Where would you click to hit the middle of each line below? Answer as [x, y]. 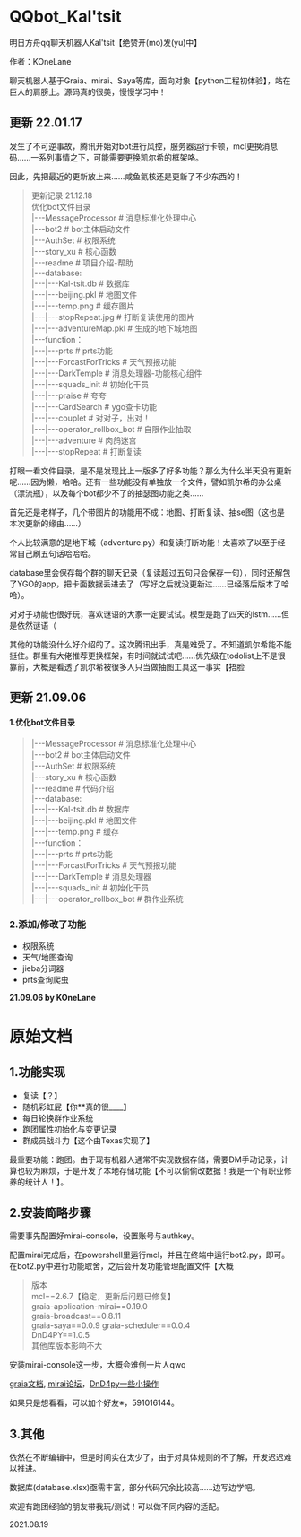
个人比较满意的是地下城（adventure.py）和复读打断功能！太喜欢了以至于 [143, 542]
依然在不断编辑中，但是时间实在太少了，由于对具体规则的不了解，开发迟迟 [146, 1457]
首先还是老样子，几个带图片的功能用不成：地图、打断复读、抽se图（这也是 [147, 512]
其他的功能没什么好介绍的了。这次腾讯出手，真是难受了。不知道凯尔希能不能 [150, 644]
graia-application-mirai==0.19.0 [89, 1307]
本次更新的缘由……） [48, 523]
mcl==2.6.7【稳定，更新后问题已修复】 [103, 1297]
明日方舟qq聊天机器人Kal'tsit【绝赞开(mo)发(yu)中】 [106, 42]
